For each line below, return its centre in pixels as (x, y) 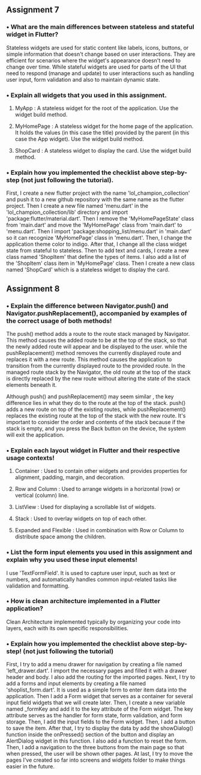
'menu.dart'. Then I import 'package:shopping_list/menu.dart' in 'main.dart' (99, 231)
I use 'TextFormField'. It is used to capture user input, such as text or (91, 573)
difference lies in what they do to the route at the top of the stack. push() (96, 403)
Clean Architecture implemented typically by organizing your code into (94, 622)
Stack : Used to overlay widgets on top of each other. (81, 518)
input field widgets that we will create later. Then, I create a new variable (96, 703)
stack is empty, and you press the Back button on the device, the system (96, 428)
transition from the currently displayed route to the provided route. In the (96, 365)
